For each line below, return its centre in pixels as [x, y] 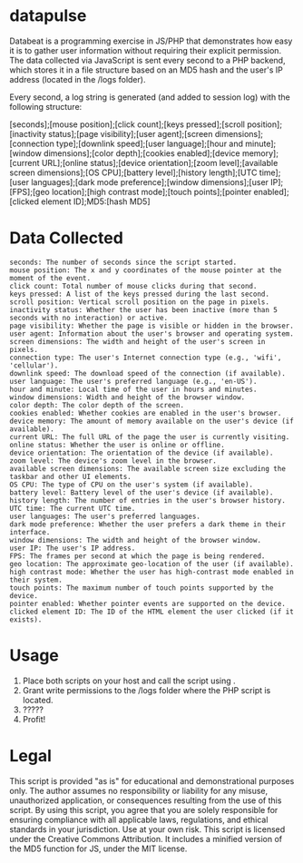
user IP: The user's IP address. [73, 548]
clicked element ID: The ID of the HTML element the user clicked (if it [152, 612]
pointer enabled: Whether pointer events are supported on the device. [147, 603]
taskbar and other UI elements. [70, 476]
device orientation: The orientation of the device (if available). [142, 453]
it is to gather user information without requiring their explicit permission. [146, 50]
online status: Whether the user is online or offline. [117, 445]
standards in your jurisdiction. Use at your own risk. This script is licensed [147, 829]
